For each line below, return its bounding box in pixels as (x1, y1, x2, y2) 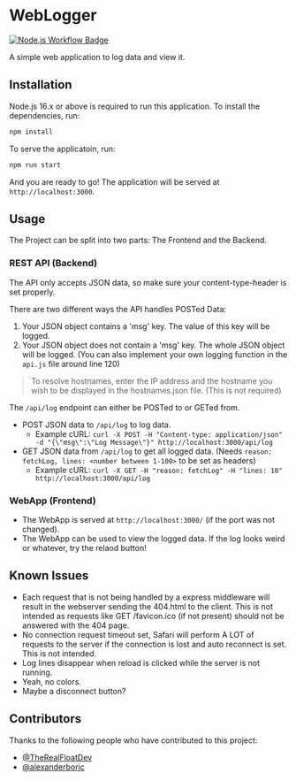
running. (21, 667, 53, 678)
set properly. (9, 287, 56, 297)
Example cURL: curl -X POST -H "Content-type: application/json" (34, 428, 283, 439)
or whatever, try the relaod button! (21, 542, 148, 553)
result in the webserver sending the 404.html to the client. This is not (21, 601, 274, 611)
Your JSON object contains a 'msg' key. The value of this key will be (21, 320, 270, 332)
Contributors (9, 711, 82, 726)
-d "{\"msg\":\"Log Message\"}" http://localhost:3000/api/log (34, 438, 274, 447)
